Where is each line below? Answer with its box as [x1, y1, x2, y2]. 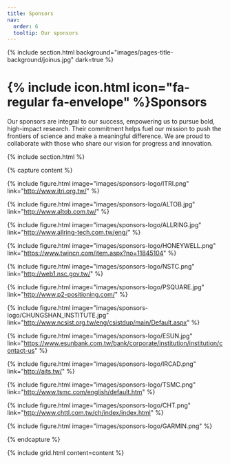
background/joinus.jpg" [7, 56, 74, 64]
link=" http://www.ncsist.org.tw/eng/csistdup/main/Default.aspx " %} [7, 318, 200, 327]
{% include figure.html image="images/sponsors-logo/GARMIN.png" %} [7, 422, 213, 430]
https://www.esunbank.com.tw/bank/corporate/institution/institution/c [23, 339, 223, 347]
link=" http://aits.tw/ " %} [7, 367, 76, 376]
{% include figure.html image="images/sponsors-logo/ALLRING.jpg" [7, 221, 202, 229]
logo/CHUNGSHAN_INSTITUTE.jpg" [7, 311, 109, 320]
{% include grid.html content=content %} [7, 449, 125, 457]
